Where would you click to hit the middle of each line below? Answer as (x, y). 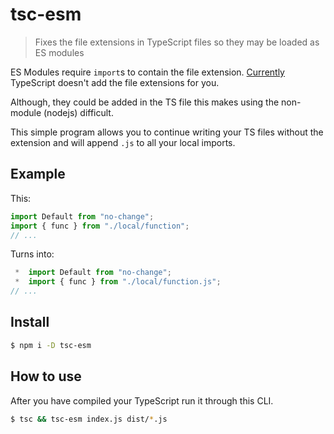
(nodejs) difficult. (78, 112)
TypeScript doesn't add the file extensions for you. (115, 82)
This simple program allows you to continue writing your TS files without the (167, 132)
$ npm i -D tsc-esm (51, 345)
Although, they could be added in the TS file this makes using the (145, 102)
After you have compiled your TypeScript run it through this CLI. (142, 400)
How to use (46, 376)
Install (30, 322)
